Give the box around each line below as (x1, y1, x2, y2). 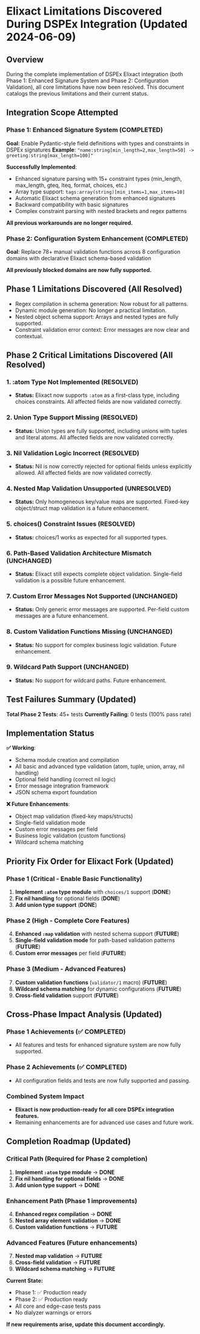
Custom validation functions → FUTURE (15, 1223, 118, 1231)
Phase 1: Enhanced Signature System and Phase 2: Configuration (6, 77, 168, 84)
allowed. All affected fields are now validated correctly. (15, 469, 153, 477)
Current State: (6, 1277, 44, 1285)
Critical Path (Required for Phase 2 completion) (6, 1154, 148, 1163)
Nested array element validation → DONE (15, 1217, 121, 1224)
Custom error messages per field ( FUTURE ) (15, 949, 126, 957)
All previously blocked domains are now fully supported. (6, 266, 152, 273)
